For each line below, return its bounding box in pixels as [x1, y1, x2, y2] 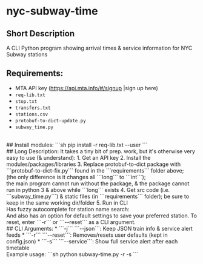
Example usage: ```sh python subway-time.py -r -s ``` [6, 250, 138, 258]
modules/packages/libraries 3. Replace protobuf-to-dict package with [6, 160, 181, 168]
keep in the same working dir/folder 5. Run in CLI [6, 199, 128, 206]
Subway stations [6, 51, 48, 58]
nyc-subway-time [6, 4, 98, 18]
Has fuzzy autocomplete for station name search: [6, 205, 130, 213]
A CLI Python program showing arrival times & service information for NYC [6, 44, 193, 51]
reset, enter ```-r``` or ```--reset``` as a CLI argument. [6, 218, 136, 225]
